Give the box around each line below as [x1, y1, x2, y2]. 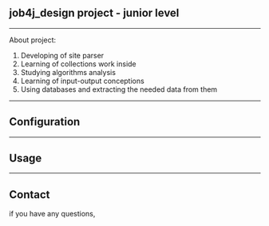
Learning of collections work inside [20, 59, 136, 69]
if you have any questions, [9, 209, 96, 219]
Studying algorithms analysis [20, 67, 117, 77]
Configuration [9, 115, 81, 129]
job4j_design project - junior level [9, 6, 180, 20]
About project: [9, 35, 57, 45]
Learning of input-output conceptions [20, 76, 144, 85]
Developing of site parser [20, 50, 105, 60]
